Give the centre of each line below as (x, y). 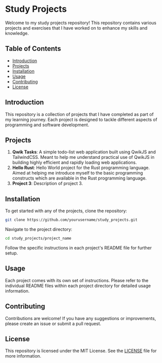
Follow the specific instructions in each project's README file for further (79, 248)
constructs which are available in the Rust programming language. (79, 178)
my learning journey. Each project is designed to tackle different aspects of (81, 119)
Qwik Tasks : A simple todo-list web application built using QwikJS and (84, 152)
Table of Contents (33, 49)
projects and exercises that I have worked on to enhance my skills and (76, 28)
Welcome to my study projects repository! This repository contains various (81, 23)
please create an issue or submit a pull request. (53, 324)
